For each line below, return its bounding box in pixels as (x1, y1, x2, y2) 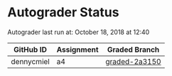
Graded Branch (107, 44, 160, 54)
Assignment (56, 44, 99, 54)
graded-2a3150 (105, 56, 161, 66)
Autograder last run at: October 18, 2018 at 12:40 (7, 28, 150, 36)
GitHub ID (14, 44, 48, 54)
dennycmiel (11, 56, 50, 66)
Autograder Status (7, 4, 119, 21)
